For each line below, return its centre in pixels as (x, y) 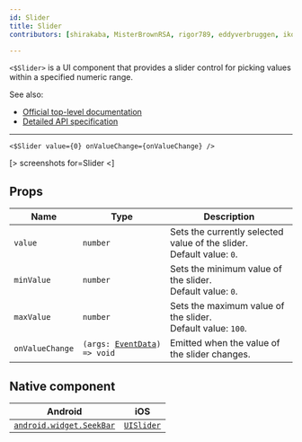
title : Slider (36, 26)
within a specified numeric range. (71, 77)
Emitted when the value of (225, 343)
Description (229, 217)
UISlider (143, 425)
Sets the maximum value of (227, 306)
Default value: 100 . (208, 329)
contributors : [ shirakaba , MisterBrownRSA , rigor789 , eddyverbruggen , (144, 34)
